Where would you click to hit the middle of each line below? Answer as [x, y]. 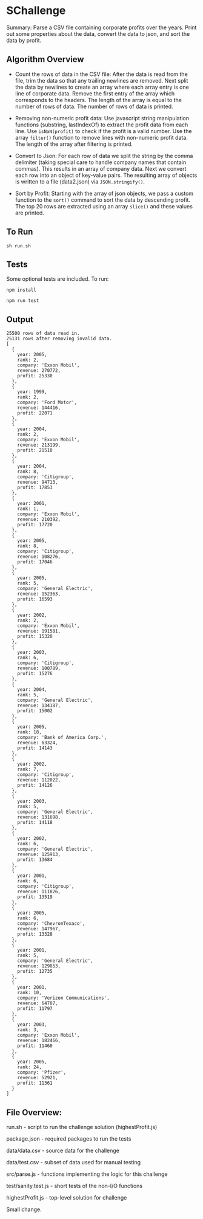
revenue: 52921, [38, 1078]
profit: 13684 [35, 860]
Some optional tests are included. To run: [58, 279]
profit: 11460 [35, 1046]
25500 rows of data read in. [43, 334]
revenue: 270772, [39, 371]
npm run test [23, 301]
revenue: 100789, [39, 668]
